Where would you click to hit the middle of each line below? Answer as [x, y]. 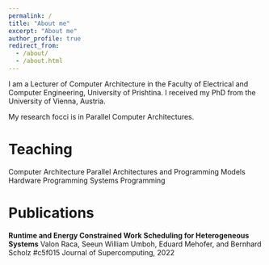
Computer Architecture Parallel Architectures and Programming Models [127, 171]
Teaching [40, 149]
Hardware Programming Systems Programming [87, 180]
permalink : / [30, 16]
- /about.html [39, 61]
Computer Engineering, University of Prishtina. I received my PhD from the [132, 92]
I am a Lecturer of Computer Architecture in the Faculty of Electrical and [128, 84]
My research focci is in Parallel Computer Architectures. [101, 116]
